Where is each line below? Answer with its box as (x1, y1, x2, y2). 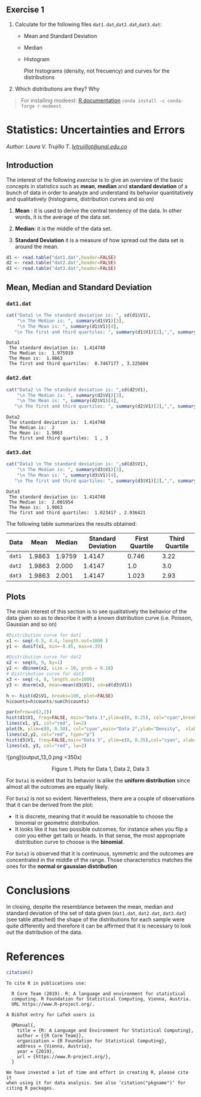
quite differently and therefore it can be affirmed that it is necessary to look (6, 923, 191, 930)
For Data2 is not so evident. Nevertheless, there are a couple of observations (6, 794, 195, 802)
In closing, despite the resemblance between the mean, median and (6, 903, 173, 911)
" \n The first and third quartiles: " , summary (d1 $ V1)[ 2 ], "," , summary (14, 329, 197, 335)
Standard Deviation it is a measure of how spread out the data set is (14, 236, 184, 243)
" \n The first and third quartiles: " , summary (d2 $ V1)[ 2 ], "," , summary (14, 403, 197, 409)
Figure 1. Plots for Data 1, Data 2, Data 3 (51, 765, 150, 772)
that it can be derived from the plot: (6, 801, 94, 808)
